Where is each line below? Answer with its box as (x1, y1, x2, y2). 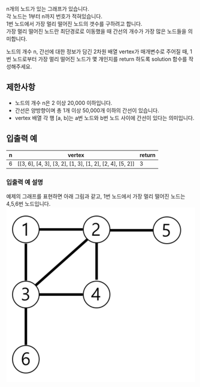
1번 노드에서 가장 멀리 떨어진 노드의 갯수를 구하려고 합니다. (6, 20, 143, 27)
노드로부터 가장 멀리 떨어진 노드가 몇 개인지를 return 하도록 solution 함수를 (12, 56, 187, 62)
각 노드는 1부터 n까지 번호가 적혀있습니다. (6, 13, 103, 20)
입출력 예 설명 (6, 178, 44, 186)
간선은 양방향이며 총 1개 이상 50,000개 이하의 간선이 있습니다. (14, 107, 160, 114)
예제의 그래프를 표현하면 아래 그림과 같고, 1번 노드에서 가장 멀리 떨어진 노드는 (6, 193, 186, 200)
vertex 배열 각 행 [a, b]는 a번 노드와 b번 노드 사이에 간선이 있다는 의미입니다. (14, 114, 195, 121)
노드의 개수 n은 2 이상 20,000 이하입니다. (14, 99, 113, 106)
